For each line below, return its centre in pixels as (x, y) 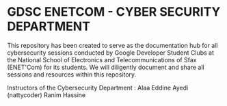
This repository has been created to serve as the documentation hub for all (112, 45)
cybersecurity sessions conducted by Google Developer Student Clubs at (110, 53)
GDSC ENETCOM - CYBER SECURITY (114, 12)
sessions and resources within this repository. (72, 74)
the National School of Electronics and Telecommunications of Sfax (102, 59)
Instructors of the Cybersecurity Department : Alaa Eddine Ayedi (98, 88)
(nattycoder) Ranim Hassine (46, 95)
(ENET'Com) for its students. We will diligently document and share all (106, 67)
